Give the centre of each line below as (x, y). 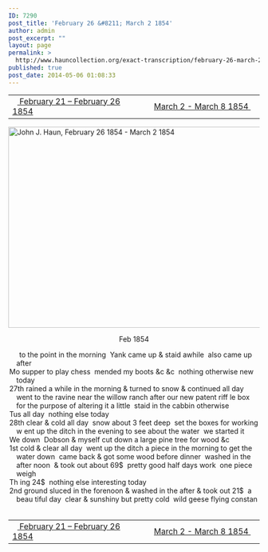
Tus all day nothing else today (59, 414)
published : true (35, 68)
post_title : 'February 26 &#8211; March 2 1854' (91, 23)
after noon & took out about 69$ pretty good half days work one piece (134, 465)
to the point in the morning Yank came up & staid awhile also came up (136, 354)
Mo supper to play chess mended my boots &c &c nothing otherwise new (131, 371)
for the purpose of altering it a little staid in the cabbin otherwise (123, 406)
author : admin (32, 30)
